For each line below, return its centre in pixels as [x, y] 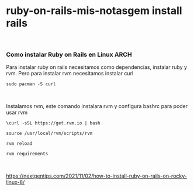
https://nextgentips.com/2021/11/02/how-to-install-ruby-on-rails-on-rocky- [96, 176]
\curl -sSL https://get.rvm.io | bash [53, 123]
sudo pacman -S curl [31, 84]
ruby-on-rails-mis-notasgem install [94, 11]
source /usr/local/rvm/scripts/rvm [49, 133]
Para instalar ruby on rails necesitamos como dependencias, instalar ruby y [97, 67]
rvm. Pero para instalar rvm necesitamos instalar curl [70, 74]
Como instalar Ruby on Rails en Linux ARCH [69, 54]
